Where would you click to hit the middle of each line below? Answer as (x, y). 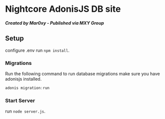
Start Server (20, 100)
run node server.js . (25, 111)
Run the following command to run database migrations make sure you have (82, 74)
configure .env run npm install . (37, 50)
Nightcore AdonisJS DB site (63, 9)
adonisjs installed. (23, 79)
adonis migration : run (27, 88)
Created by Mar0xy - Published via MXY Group (55, 23)
